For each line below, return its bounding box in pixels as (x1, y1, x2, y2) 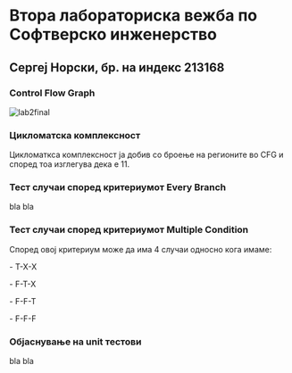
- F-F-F (9, 313, 38, 324)
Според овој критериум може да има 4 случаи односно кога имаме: (9, 244, 272, 254)
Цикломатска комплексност (9, 128, 141, 141)
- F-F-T (9, 295, 37, 306)
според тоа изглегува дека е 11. (9, 159, 130, 170)
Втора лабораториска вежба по (9, 5, 257, 26)
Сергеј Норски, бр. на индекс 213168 (9, 60, 225, 75)
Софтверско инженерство (9, 24, 217, 45)
